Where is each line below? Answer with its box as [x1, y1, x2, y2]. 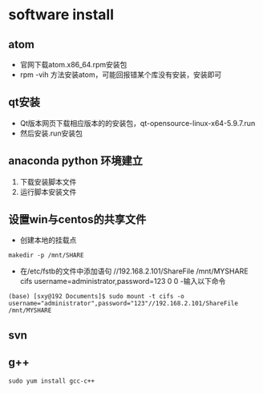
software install [8, 6, 115, 24]
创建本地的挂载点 [19, 235, 77, 245]
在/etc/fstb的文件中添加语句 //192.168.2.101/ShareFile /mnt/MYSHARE [19, 266, 249, 276]
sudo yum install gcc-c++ [8, 377, 95, 385]
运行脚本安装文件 [19, 187, 77, 196]
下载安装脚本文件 [19, 176, 77, 186]
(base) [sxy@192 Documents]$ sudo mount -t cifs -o [8, 293, 184, 301]
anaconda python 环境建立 [8, 154, 143, 168]
